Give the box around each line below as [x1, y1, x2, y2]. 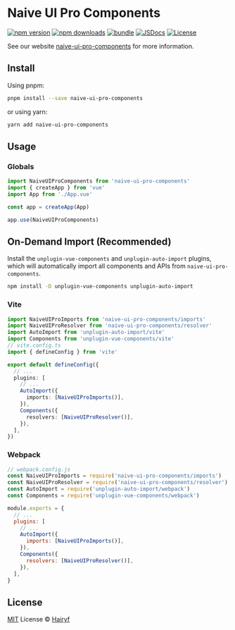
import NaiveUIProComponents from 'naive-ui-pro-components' [7, 178, 191, 185]
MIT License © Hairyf [7, 615, 70, 624]
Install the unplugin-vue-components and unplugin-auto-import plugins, [7, 254, 212, 263]
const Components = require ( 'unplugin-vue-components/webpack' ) [7, 492, 200, 500]
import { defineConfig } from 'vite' [7, 348, 118, 355]
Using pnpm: [7, 81, 44, 89]
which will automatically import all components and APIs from [7, 262, 186, 271]
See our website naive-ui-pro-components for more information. [7, 42, 195, 50]
